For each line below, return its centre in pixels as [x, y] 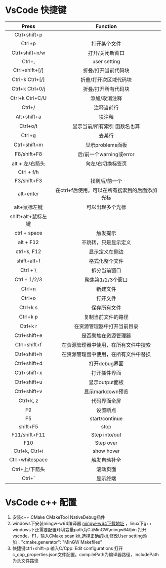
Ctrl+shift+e [28, 335]
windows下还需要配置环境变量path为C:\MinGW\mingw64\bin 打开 [79, 529]
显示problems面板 [106, 145]
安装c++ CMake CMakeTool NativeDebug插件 [59, 517]
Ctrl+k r [28, 326]
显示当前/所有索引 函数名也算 [106, 126]
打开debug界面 [106, 363]
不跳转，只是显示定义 [106, 243]
